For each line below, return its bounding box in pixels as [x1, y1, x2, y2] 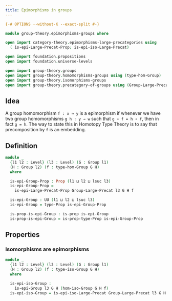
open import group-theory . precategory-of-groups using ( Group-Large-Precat [5, 83, 170, 88]
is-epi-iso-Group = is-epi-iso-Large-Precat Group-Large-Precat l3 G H [10, 290, 166, 295]
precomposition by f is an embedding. [5, 127, 86, 133]
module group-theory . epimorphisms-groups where [5, 31, 109, 36]
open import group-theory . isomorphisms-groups [5, 77, 106, 83]
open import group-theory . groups [5, 68, 77, 73]
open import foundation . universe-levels [5, 59, 93, 64]
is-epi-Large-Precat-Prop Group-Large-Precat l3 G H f [14, 188, 134, 193]
